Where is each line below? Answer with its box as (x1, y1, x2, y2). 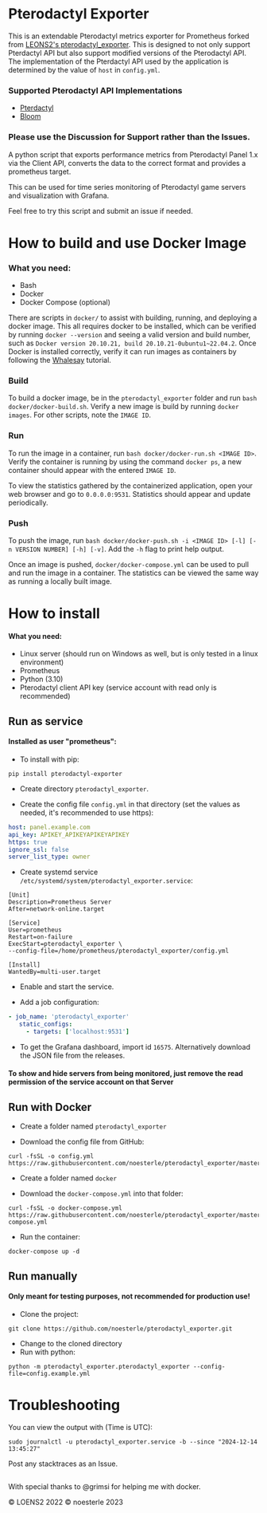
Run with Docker (8, 1100, 92, 1113)
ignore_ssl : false (8, 845, 69, 853)
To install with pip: (19, 755, 79, 764)
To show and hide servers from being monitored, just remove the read (8, 1069, 244, 1078)
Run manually (8, 1269, 78, 1283)
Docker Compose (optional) (19, 297, 111, 307)
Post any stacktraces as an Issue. (8, 1459, 118, 1468)
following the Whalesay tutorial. (8, 356, 111, 365)
